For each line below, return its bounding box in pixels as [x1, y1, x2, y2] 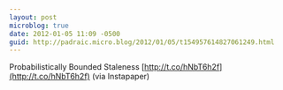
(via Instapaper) [91, 71, 150, 82]
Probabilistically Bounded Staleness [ [9, 62, 145, 72]
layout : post [9, 12, 57, 22]
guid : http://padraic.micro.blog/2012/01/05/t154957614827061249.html [9, 37, 275, 47]
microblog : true [9, 21, 69, 30]
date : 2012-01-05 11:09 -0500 [9, 29, 121, 38]
